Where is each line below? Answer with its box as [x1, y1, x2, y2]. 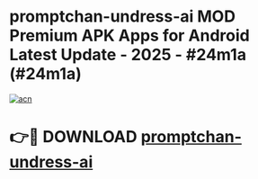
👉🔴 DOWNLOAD [9, 127, 138, 148]
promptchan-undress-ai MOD [9, 6, 236, 27]
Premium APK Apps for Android [9, 25, 250, 46]
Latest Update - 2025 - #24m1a [9, 45, 247, 65]
